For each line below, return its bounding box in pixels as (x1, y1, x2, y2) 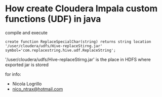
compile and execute (5, 30, 48, 35)
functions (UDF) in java (5, 13, 101, 25)
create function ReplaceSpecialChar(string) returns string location (5, 39, 152, 44)
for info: (5, 71, 21, 77)
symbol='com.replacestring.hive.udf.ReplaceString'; (5, 48, 116, 53)
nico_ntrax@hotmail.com (12, 86, 63, 92)
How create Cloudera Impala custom (5, 3, 158, 14)
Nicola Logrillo (12, 81, 42, 87)
